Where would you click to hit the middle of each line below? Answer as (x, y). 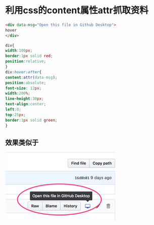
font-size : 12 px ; (23, 88)
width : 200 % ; (18, 93)
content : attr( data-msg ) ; (31, 77)
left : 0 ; (13, 109)
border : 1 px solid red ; (29, 56)
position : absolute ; (26, 83)
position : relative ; (26, 61)
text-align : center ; (26, 104)
